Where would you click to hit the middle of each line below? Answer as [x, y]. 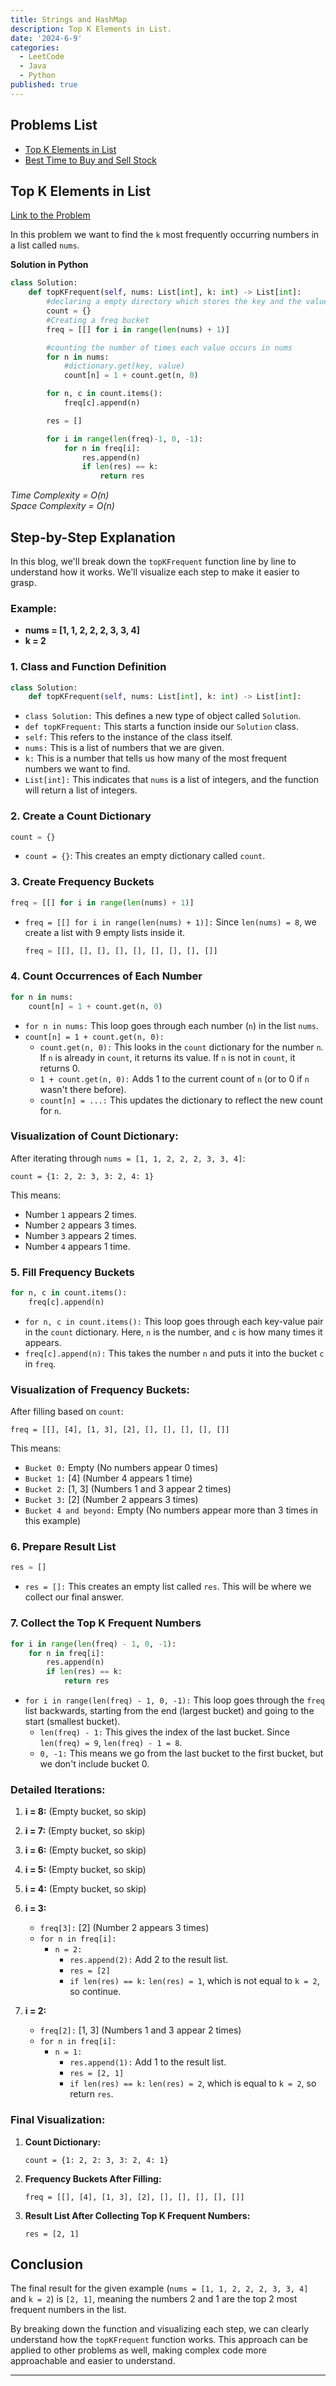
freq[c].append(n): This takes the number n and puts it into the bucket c [174, 1353]
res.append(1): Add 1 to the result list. [148, 2062]
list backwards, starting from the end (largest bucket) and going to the [169, 1711]
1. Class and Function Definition [88, 667]
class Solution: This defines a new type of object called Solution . [163, 716]
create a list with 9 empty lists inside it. [105, 932]
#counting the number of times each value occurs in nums [169, 347]
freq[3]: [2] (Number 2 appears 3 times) [124, 1928]
